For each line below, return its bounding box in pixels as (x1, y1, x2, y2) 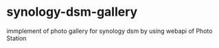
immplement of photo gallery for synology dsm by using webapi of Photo (6, 27, 213, 35)
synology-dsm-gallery (6, 4, 138, 20)
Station (6, 34, 27, 42)
